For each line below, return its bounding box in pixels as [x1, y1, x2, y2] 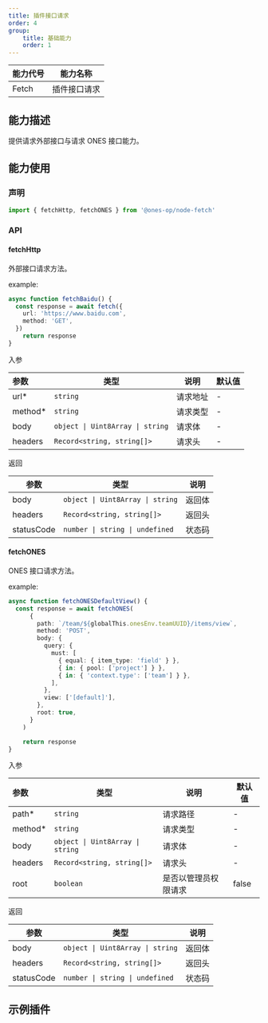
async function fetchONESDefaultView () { [8, 597, 148, 605]
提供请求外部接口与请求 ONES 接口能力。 [8, 136, 144, 145]
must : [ [50, 650, 77, 658]
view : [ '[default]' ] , [43, 693, 116, 702]
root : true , [37, 709, 77, 717]
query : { [43, 642, 73, 650]
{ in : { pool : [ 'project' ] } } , [58, 664, 166, 672]
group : [8, 26, 30, 34]
